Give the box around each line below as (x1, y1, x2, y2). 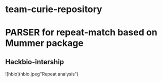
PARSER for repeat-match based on (5, 27, 158, 38)
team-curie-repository (5, 4, 102, 15)
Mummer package (5, 37, 84, 49)
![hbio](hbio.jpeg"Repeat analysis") (5, 71, 79, 77)
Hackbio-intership (5, 57, 64, 66)
